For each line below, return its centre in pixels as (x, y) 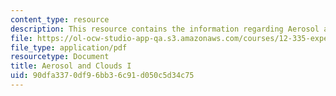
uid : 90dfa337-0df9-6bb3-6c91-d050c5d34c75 (102, 76)
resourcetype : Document (60, 57)
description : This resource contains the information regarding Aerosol (165, 29)
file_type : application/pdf (69, 47)
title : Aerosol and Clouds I (71, 66)
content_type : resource (60, 19)
